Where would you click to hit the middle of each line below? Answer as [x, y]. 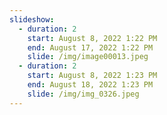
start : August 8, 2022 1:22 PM [92, 38]
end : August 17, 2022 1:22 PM [90, 47]
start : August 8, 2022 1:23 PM [92, 76]
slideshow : [32, 19]
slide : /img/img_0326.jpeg [83, 94]
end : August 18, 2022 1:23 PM [90, 85]
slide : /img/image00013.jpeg [88, 57]
